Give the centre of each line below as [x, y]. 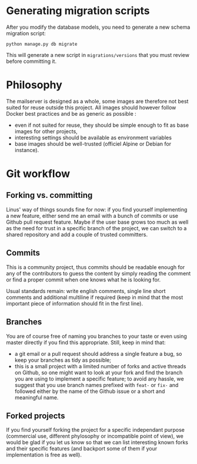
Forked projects [36, 416]
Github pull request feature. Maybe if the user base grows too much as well [97, 222]
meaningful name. [36, 397]
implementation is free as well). [44, 455]
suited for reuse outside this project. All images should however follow [91, 107]
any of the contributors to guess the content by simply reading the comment [98, 273]
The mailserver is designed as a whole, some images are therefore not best [97, 101]
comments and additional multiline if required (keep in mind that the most [95, 297]
